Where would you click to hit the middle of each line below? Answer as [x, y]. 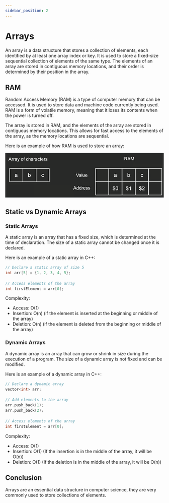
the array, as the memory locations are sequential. [57, 136]
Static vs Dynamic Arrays [46, 212]
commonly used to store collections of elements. [56, 495]
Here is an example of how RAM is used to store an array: [65, 146]
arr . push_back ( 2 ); [24, 411]
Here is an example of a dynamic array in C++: [54, 374]
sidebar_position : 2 [27, 11]
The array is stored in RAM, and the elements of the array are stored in [78, 125]
